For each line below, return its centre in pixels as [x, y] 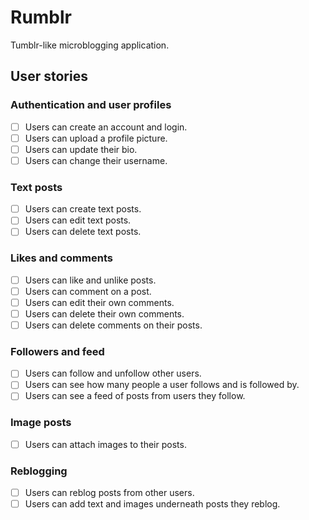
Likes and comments [61, 258]
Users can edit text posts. [78, 220]
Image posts [41, 423]
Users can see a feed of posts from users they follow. [135, 396]
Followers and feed [57, 351]
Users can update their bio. [81, 149]
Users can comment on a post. [88, 291]
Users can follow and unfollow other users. [113, 373]
